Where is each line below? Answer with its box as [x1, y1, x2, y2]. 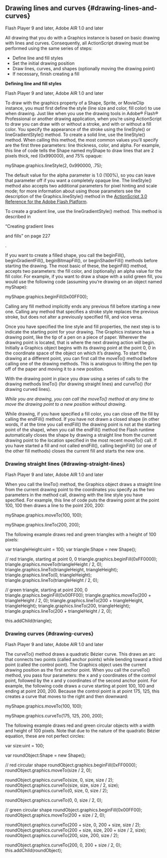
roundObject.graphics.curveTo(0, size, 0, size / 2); [5, 788, 108, 794]
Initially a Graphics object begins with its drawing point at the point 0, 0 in [5, 344, 156, 350]
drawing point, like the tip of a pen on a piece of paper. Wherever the [5, 334, 147, 340]
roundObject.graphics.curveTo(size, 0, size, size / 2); [5, 777, 114, 783]
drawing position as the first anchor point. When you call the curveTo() [5, 667, 151, 673]
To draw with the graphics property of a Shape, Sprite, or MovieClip [5, 100, 145, 106]
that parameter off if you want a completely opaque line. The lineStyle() [5, 177, 152, 183]
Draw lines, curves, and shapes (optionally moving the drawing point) [12, 65, 156, 71]
